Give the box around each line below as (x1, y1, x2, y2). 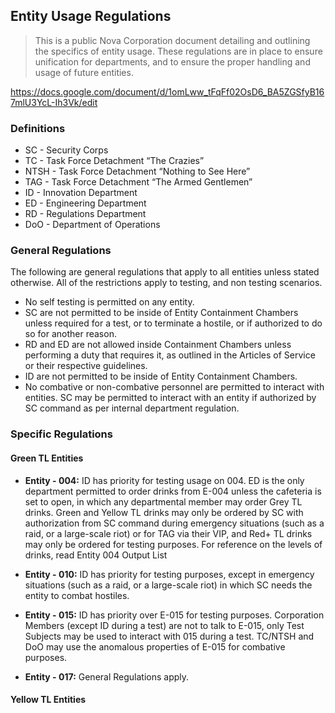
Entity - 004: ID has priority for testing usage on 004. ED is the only (24, 474, 305, 486)
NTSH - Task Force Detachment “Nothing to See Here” (24, 165, 251, 178)
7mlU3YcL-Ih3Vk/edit (10, 96, 98, 108)
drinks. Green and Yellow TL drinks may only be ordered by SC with (24, 506, 304, 518)
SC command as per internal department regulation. (24, 402, 240, 414)
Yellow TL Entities (10, 694, 87, 706)
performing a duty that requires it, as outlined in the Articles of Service (24, 349, 316, 361)
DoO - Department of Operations (24, 219, 161, 231)
